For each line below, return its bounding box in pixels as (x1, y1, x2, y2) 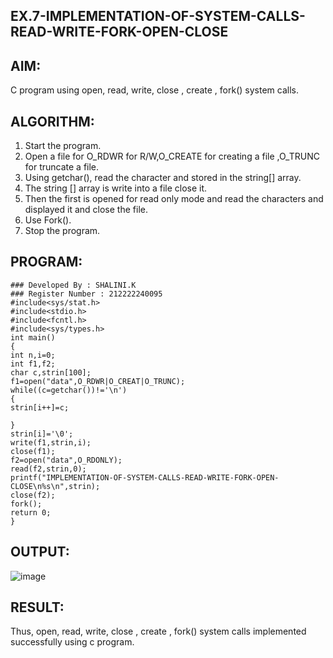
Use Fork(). (24, 214, 72, 226)
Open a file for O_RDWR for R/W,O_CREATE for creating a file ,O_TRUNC (24, 150, 320, 163)
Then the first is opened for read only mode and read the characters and (24, 193, 324, 205)
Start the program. (24, 140, 102, 152)
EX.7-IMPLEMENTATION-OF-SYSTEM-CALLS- (10, 8, 306, 25)
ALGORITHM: (10, 113, 95, 130)
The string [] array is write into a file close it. (24, 182, 208, 194)
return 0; (10, 507, 52, 518)
